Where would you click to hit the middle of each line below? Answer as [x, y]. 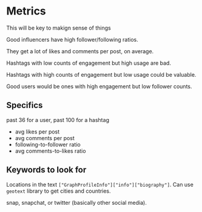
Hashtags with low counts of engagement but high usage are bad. [89, 63]
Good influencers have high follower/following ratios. [72, 39]
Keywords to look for [46, 170]
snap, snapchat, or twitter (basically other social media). [76, 202]
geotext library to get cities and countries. [59, 191]
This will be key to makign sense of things [59, 28]
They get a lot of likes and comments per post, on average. [80, 51]
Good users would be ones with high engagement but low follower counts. [99, 86]
